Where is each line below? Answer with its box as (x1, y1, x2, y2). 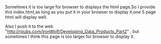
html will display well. (5, 14, 48, 20)
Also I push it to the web (5, 23, 53, 29)
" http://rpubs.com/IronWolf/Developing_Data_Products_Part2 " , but (5, 29, 139, 34)
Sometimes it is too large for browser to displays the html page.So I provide (5, 4, 156, 10)
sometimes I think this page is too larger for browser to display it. (5, 33, 135, 39)
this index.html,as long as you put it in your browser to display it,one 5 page (5, 9, 156, 15)
